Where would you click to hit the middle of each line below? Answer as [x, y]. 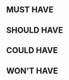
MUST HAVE [30, 10]
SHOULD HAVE [35, 30]
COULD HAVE [32, 50]
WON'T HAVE [32, 71]
